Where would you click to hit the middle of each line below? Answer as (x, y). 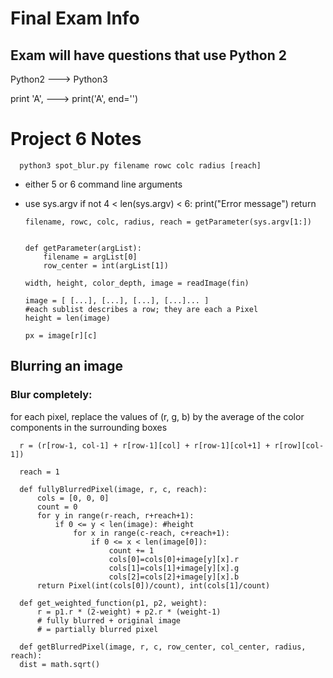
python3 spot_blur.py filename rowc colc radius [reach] (140, 165)
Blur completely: (51, 395)
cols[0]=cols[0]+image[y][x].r (174, 559)
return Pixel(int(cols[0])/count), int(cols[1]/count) (153, 585)
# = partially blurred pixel (97, 629)
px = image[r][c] (61, 335)
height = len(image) (67, 318)
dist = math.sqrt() (60, 664)
